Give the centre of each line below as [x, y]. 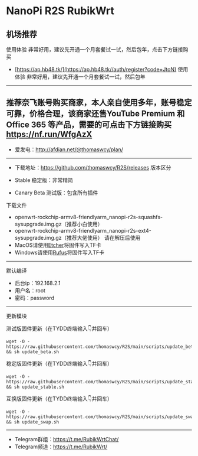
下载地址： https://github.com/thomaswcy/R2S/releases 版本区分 [93, 167]
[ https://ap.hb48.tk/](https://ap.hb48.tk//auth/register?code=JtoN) [95, 69]
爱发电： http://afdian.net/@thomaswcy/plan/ [69, 149]
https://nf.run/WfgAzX [49, 134]
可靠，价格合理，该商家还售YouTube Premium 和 [95, 114]
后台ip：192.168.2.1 [37, 283]
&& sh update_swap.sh [33, 422]
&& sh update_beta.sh [33, 352]
